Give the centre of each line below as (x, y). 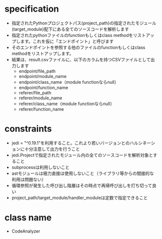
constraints (28, 129)
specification (32, 9)
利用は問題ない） (29, 179)
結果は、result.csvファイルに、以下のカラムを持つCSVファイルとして (81, 59)
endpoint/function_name (44, 87)
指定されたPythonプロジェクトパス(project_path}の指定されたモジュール (84, 23)
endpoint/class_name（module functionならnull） (69, 82)
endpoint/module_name (43, 76)
